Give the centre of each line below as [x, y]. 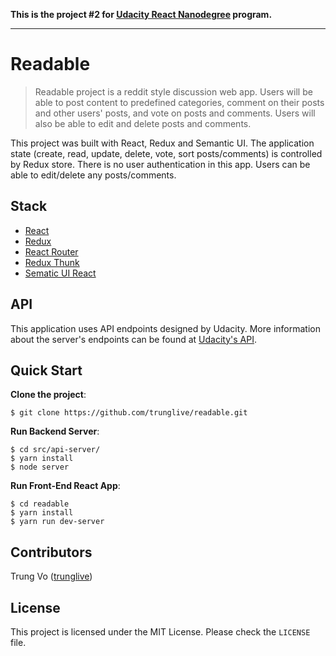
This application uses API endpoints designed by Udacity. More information [165, 328]
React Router [51, 251]
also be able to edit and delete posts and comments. [143, 123]
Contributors [51, 552]
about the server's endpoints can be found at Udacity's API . [133, 339]
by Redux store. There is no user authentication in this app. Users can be [160, 164]
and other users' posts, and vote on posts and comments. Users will [175, 113]
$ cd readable [40, 504]
